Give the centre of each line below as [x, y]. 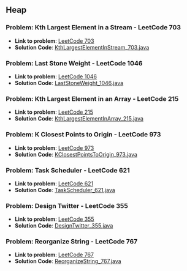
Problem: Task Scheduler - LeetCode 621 [68, 170]
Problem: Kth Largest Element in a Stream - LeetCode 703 [93, 28]
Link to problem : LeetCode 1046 [56, 76]
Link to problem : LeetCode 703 [54, 41]
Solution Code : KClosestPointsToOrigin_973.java [76, 154]
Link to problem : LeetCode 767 [54, 255]
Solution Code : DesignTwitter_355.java [64, 226]
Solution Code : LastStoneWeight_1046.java [69, 83]
